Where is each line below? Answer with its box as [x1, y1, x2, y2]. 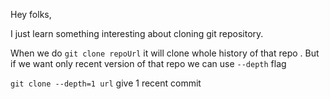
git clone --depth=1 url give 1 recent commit [10, 77, 202, 89]
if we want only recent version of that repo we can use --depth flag [10, 58, 287, 69]
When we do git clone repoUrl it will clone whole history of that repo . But [10, 47, 320, 59]
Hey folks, [10, 9, 52, 20]
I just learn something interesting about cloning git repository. [10, 28, 264, 39]
